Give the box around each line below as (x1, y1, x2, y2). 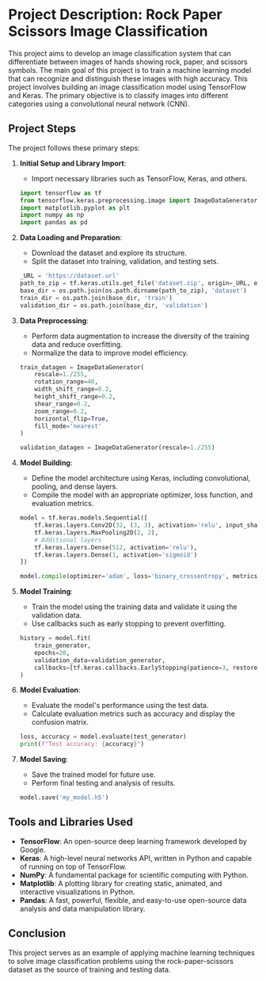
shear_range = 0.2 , (34, 400, 92, 408)
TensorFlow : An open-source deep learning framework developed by (19, 836, 248, 846)
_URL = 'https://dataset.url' (19, 272, 120, 280)
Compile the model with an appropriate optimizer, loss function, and (31, 490, 253, 500)
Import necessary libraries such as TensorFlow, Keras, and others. (31, 173, 248, 183)
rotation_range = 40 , (34, 378, 99, 386)
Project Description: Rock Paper (8, 6, 223, 24)
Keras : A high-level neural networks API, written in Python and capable (19, 853, 252, 862)
